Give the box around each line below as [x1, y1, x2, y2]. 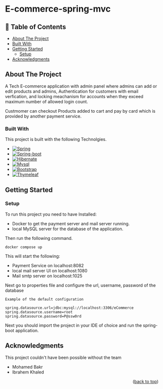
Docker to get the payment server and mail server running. [12, 220, 130, 226]
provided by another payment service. [5, 113, 82, 119]
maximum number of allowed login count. [5, 99, 89, 104]
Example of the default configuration [5, 297, 84, 302]
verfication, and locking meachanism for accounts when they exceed [5, 93, 144, 99]
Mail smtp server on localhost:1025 [12, 273, 83, 279]
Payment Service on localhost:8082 [12, 262, 84, 268]
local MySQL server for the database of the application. [12, 226, 124, 232]
